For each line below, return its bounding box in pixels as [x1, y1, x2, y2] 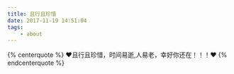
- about [20, 30, 43, 38]
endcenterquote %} [7, 58, 65, 68]
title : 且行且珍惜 [7, 10, 57, 18]
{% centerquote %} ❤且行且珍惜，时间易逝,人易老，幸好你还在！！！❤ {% [7, 51, 228, 59]
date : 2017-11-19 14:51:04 [7, 17, 87, 24]
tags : [7, 23, 23, 31]
